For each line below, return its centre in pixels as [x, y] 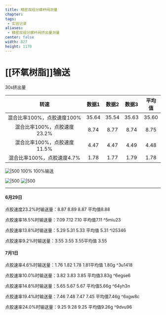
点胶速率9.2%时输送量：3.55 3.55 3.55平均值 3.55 [56, 241]
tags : [11, 19]
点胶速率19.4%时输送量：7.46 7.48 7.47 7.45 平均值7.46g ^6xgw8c [72, 296]
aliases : [14, 28]
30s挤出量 [16, 87]
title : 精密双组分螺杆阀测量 [31, 10]
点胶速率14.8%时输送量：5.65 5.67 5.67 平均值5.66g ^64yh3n [68, 286]
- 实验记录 [17, 23]
